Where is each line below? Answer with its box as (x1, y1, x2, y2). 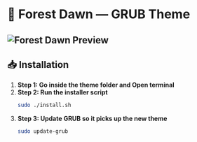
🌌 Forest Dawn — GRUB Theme (7, 6, 191, 22)
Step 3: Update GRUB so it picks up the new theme (17, 115, 168, 123)
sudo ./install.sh (17, 101, 72, 109)
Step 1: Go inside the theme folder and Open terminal (17, 80, 175, 90)
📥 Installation (7, 59, 69, 71)
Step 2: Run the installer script (17, 88, 108, 97)
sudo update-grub (17, 128, 69, 135)
